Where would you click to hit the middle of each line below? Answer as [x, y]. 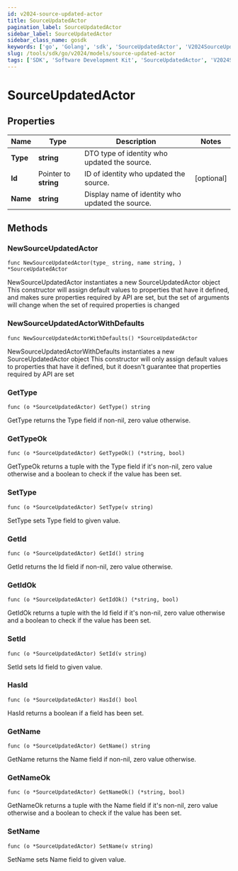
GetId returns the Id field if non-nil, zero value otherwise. [90, 566]
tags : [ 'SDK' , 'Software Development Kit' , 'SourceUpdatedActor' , [107, 60]
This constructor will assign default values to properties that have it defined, [119, 290]
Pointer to [54, 173]
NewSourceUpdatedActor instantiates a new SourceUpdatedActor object [114, 283]
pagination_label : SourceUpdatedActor [64, 27]
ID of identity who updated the [135, 173]
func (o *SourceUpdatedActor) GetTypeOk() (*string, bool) [96, 454]
